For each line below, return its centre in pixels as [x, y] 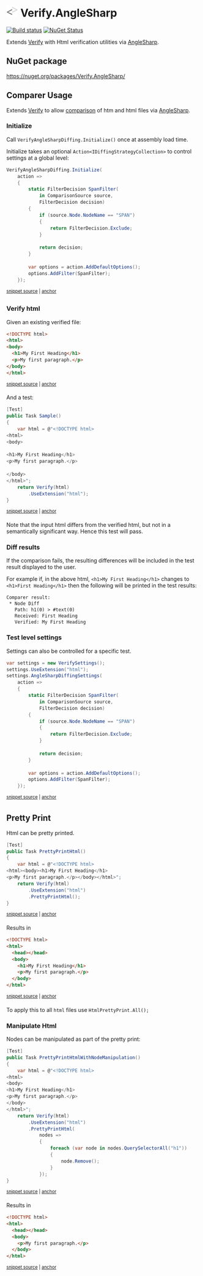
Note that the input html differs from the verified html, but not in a [89, 525]
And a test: [20, 397]
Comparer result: [28, 597]
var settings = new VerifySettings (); [56, 663]
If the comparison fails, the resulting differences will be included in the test [100, 561]
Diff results [23, 547]
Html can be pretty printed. [40, 833]
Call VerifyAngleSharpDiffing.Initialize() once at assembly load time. [97, 139]
